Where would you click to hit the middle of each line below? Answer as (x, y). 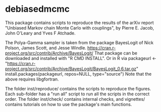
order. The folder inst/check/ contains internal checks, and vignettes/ (75, 99)
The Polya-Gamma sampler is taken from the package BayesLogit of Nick (79, 42)
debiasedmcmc (37, 9)
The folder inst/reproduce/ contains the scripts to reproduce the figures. (78, 88)
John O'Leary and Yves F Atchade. (40, 33)
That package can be (116, 53)
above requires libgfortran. (32, 79)
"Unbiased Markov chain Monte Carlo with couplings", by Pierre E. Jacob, (80, 28)
